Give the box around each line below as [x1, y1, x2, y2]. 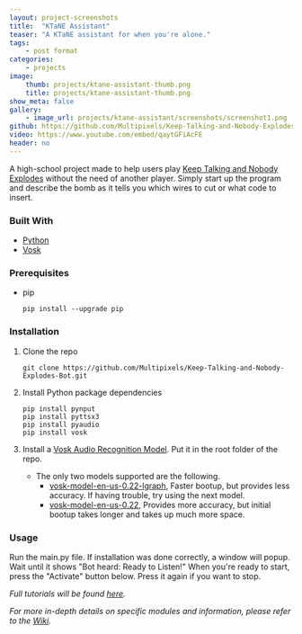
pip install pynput [22, 404, 96, 414]
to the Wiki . [9, 615, 51, 626]
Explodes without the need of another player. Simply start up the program [9, 173, 281, 183]
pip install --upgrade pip [22, 305, 124, 314]
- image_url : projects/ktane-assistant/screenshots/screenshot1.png [25, 113, 288, 122]
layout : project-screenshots [9, 13, 119, 22]
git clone [22, 363, 60, 372]
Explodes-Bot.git [22, 371, 88, 380]
